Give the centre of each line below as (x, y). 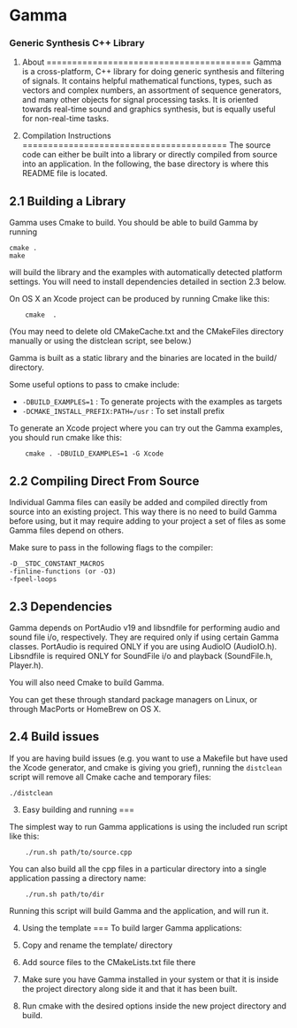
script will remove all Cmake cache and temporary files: (110, 777)
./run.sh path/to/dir (65, 894)
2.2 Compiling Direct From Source (104, 481)
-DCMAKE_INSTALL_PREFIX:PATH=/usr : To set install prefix (123, 411)
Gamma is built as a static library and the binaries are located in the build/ (143, 358)
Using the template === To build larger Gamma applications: (132, 928)
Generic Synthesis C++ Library (77, 43)
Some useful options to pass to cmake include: (94, 385)
